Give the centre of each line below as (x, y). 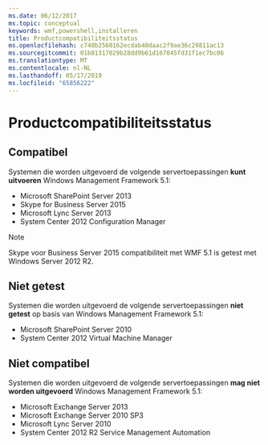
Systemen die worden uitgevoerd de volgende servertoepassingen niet (126, 305)
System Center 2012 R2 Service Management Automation (115, 433)
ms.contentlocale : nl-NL (50, 68)
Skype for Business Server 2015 (73, 204)
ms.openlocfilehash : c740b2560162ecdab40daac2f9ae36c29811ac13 (116, 46)
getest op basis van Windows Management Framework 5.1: (106, 314)
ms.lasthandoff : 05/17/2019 (55, 76)
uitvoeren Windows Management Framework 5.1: (89, 180)
